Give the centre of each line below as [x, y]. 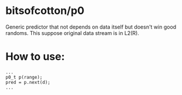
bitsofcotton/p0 [45, 11]
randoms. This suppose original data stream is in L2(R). [72, 33]
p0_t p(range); [24, 77]
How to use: [35, 57]
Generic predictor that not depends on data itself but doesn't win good [91, 27]
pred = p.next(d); [28, 82]
